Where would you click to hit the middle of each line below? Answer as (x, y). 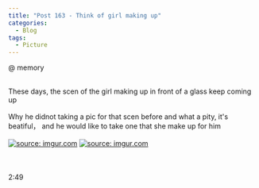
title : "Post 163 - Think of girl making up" (85, 15)
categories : (28, 23)
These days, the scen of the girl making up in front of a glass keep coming (130, 91)
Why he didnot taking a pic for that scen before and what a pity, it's (118, 117)
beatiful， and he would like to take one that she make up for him (114, 126)
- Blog (26, 30)
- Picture (31, 45)
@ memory (26, 67)
